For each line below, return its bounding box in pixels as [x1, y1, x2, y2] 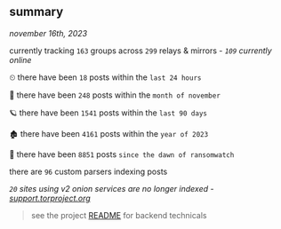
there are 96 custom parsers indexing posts [9, 166, 168, 177]
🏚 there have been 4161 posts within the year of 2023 [9, 128, 209, 138]
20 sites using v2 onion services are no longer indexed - [9, 183, 214, 193]
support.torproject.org [9, 193, 91, 203]
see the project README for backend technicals [30, 209, 207, 220]
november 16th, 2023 [9, 28, 87, 38]
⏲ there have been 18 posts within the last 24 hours [9, 72, 202, 83]
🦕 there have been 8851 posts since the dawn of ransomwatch [9, 148, 235, 160]
